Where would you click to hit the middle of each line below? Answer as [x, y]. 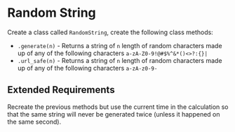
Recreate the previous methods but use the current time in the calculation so [118, 107]
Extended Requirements [61, 90]
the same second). [34, 122]
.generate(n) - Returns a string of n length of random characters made [120, 45]
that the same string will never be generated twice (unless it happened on [114, 114]
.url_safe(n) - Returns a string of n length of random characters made [120, 60]
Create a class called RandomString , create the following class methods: [110, 32]
